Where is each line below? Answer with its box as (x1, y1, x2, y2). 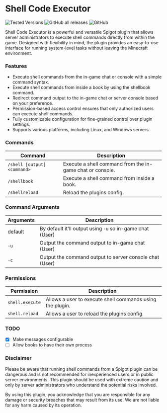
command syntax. (12, 79, 50, 85)
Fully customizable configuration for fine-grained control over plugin (12, 116, 153, 122)
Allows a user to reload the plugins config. (45, 310, 144, 317)
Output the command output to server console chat (39, 253, 160, 260)
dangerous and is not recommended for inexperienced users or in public (5, 371, 154, 377)
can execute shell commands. (12, 111, 74, 117)
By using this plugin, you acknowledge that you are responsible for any (5, 391, 151, 398)
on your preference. (12, 100, 54, 106)
